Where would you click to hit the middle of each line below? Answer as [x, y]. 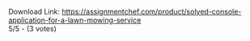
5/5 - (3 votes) [32, 29]
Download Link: [34, 12]
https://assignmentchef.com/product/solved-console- [152, 12]
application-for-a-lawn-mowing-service [75, 20]
